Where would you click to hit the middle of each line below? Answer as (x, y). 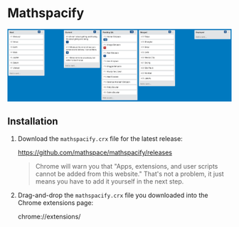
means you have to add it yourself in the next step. (110, 181)
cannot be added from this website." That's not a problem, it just (129, 174)
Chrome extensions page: (55, 202)
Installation (33, 121)
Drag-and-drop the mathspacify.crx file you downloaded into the (113, 195)
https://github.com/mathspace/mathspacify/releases (95, 152)
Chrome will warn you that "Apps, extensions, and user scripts (127, 166)
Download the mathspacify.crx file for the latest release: (100, 138)
